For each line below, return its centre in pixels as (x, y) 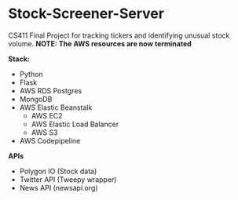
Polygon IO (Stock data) (58, 171)
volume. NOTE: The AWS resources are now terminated (100, 43)
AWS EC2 (47, 115)
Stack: (19, 59)
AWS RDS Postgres (51, 90)
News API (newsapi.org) (59, 187)
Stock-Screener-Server (86, 14)
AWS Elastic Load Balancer (75, 124)
